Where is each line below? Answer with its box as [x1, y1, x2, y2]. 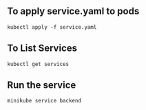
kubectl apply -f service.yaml [7, 23, 97, 30]
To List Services [7, 43, 78, 54]
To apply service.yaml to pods [7, 5, 140, 17]
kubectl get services [7, 60, 70, 67]
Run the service [7, 79, 76, 91]
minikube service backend [7, 98, 81, 104]
